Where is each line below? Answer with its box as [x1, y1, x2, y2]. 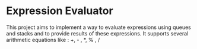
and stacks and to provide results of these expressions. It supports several [6, 30, 189, 37]
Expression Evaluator [6, 4, 114, 18]
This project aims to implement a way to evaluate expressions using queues [6, 24, 191, 31]
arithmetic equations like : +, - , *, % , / [6, 36, 100, 43]
